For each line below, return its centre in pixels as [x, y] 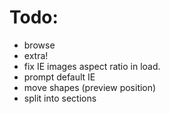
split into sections [60, 98]
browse [39, 45]
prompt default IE [59, 77]
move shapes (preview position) [90, 87]
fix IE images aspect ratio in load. [92, 66]
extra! [36, 55]
